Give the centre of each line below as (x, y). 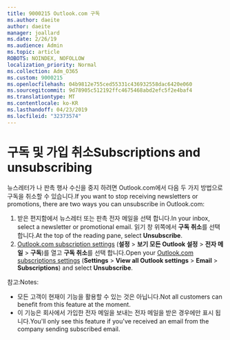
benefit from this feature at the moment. (74, 304)
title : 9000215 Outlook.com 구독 (54, 13)
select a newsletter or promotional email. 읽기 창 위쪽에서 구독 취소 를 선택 (118, 227)
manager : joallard (33, 33)
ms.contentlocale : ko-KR (43, 103)
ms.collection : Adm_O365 (43, 71)
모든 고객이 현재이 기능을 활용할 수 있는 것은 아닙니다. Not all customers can (119, 297)
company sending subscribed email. (69, 329)
